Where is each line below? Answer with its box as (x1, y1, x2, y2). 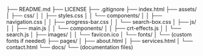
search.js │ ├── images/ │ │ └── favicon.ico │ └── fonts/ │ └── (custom (6, 31, 192, 38)
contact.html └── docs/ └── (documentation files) (6, 43, 134, 51)
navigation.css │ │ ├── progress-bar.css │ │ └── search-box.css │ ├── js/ (6, 18, 196, 25)
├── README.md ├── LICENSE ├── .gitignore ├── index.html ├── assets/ (6, 6, 197, 13)
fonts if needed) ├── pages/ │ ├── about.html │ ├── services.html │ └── (6, 38, 193, 44)
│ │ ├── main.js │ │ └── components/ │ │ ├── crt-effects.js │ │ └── (6, 24, 181, 32)
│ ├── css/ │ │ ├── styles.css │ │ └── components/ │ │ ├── (6, 12, 163, 19)
